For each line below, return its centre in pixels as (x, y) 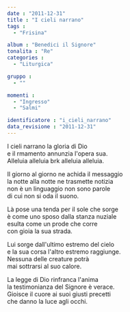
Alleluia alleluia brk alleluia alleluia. (56, 160)
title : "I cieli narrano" (45, 20)
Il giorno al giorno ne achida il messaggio (65, 174)
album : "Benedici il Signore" (52, 45)
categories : (26, 58)
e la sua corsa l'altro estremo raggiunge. (64, 252)
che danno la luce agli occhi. (47, 301)
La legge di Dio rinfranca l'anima (53, 279)
